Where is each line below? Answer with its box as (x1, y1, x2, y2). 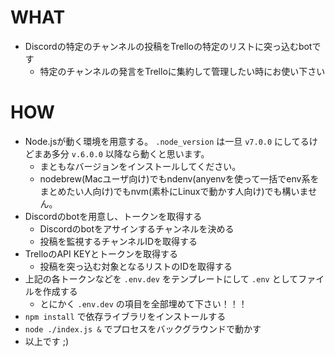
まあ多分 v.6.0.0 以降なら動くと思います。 (33, 147, 210, 160)
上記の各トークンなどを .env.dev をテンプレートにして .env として (24, 272, 299, 285)
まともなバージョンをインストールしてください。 (39, 160, 242, 172)
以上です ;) (24, 335, 70, 347)
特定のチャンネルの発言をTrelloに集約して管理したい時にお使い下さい (39, 65, 326, 77)
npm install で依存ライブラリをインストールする (24, 310, 227, 322)
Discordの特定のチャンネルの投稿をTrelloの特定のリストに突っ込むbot (24, 40, 313, 52)
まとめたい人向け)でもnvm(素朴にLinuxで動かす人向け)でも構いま (39, 185, 309, 197)
